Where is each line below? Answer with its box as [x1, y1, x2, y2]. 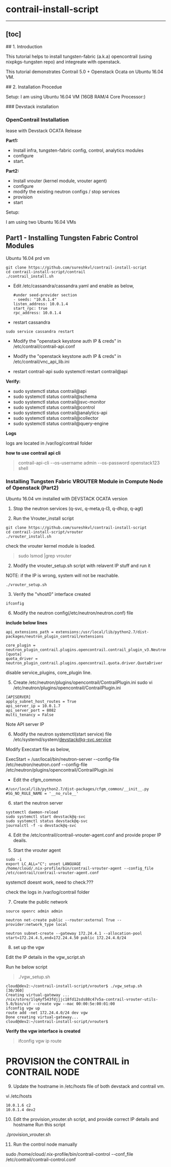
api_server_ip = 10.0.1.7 [6, 704, 60, 709]
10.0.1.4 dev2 [6, 1108, 36, 1113]
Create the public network [13, 899, 68, 905]
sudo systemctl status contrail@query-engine [13, 420, 109, 426]
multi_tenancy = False [6, 712, 54, 718]
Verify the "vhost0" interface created [13, 591, 91, 597]
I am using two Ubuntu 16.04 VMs [6, 219, 77, 225]
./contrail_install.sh [6, 274, 54, 279]
